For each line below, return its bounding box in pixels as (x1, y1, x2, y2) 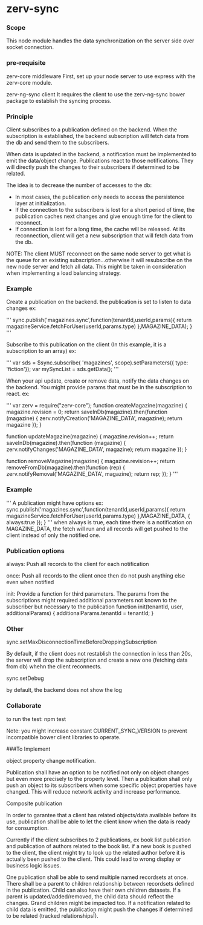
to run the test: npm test (6, 715, 66, 722)
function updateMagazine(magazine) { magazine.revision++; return (6, 433, 174, 440)
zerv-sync (6, 2, 59, 16)
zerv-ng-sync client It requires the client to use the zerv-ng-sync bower (6, 90, 185, 98)
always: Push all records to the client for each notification (6, 560, 149, 567)
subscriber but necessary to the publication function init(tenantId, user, (6, 603, 183, 610)
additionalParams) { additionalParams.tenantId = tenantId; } (6, 609, 154, 616)
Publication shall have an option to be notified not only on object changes (6, 768, 189, 776)
